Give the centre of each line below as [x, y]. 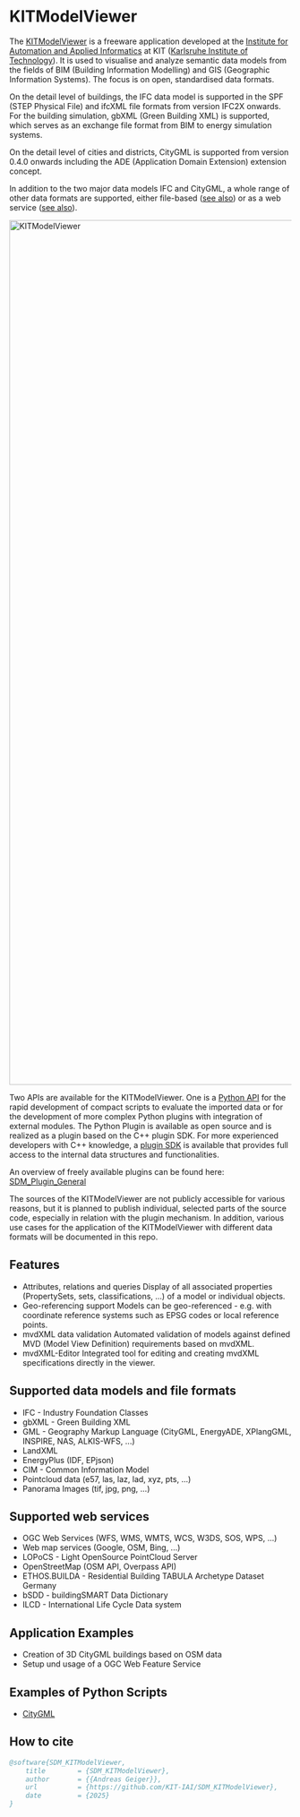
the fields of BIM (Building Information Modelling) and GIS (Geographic [140, 70]
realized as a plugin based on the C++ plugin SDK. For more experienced [144, 1136]
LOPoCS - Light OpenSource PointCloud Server [110, 1557]
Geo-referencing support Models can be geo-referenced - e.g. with [147, 1306]
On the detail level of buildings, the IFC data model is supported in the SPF [146, 97]
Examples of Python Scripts [88, 1692]
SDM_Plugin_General [48, 1181]
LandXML [40, 1450]
